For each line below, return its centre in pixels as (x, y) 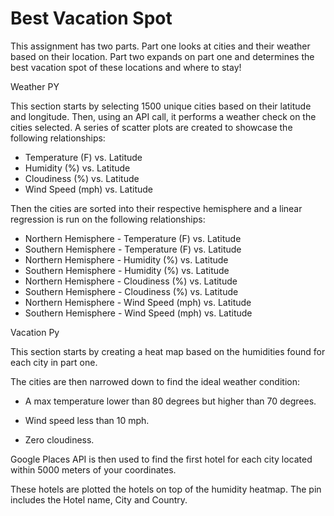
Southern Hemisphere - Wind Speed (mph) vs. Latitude (138, 313)
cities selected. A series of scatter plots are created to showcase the (151, 127)
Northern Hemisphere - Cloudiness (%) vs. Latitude (131, 281)
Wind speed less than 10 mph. (87, 420)
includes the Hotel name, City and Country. (99, 499)
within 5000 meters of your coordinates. (93, 469)
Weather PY (35, 86)
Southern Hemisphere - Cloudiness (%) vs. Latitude (131, 291)
